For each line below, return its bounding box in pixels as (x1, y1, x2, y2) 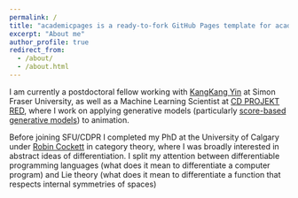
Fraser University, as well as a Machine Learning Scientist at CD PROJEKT (9, 95, 280, 106)
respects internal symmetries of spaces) (9, 179, 157, 189)
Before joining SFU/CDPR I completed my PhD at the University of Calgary (9, 132, 279, 142)
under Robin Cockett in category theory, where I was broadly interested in (9, 141, 279, 151)
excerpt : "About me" (9, 29, 86, 38)
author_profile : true (9, 37, 90, 47)
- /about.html (17, 63, 69, 72)
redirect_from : (9, 46, 66, 55)
